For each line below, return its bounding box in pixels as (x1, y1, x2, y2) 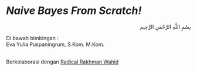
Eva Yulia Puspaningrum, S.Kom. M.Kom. (6, 41, 105, 48)
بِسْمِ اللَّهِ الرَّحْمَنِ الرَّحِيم (140, 23, 191, 30)
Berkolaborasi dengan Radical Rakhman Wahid (6, 58, 119, 65)
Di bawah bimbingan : (6, 34, 59, 41)
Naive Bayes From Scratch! (6, 4, 142, 17)
